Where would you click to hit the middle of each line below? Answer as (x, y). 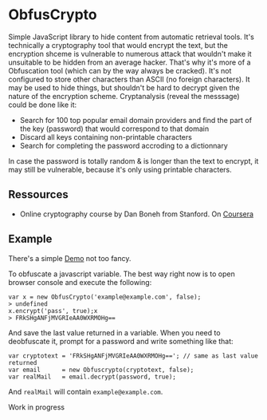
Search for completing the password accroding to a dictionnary (124, 145)
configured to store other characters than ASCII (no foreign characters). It (129, 79)
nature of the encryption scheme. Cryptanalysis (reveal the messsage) (124, 96)
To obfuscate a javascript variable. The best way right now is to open (122, 274)
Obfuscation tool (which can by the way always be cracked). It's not (120, 70)
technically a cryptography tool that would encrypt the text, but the (118, 45)
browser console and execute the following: (80, 282)
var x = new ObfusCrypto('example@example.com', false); (105, 297)
